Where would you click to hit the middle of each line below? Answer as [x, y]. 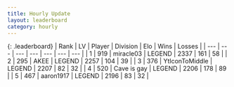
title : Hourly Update [39, 14]
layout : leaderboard [38, 20]
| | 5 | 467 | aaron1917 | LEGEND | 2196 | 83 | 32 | [78, 76]
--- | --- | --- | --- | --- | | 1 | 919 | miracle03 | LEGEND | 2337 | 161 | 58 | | [121, 54]
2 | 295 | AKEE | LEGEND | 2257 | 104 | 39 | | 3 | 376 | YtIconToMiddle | [110, 61]
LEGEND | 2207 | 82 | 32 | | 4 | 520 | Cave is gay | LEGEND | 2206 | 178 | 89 [117, 69]
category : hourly [33, 26]
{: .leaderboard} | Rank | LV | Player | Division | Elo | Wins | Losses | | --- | [113, 47]
